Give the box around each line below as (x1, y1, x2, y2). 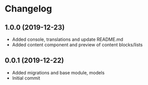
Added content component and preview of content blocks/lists (12, 42, 143, 48)
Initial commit (12, 75, 41, 81)
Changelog (5, 3, 52, 15)
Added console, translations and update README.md (12, 36, 124, 42)
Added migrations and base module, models (12, 69, 105, 75)
